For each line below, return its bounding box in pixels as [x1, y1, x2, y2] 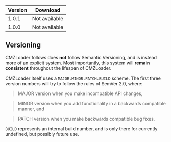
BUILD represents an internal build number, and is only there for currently [5, 125, 158, 132]
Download [35, 7, 61, 13]
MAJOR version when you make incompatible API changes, [17, 90, 143, 97]
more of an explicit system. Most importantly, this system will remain [5, 60, 150, 66]
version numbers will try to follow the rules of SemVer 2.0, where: [5, 80, 143, 86]
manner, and [17, 106, 44, 112]
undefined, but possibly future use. [5, 131, 79, 137]
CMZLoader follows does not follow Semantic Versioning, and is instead [5, 54, 157, 60]
